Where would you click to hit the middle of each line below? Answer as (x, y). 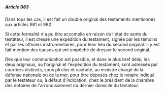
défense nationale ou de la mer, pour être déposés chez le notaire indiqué (80, 75)
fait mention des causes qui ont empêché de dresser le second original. (78, 50)
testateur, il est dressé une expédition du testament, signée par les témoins (81, 39)
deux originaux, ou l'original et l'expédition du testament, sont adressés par (82, 64)
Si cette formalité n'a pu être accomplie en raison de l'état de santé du (76, 34)
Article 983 (17, 7)
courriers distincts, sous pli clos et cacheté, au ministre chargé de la (74, 69)
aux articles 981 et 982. (29, 24)
